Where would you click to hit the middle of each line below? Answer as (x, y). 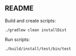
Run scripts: (17, 39)
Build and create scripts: (30, 20)
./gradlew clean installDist (36, 30)
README (19, 8)
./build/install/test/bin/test (38, 49)
